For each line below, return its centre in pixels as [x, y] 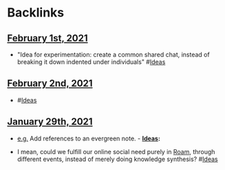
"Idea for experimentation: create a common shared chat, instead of [113, 54]
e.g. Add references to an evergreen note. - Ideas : [88, 138]
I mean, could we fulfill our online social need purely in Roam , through [116, 151]
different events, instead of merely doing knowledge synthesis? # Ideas [117, 159]
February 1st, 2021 [47, 38]
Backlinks [36, 13]
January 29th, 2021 [50, 122]
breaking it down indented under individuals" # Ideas [91, 62]
